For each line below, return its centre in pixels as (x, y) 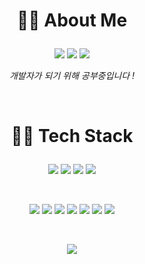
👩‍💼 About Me (72, 20)
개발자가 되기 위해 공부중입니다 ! (72, 76)
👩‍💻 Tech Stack (72, 136)
